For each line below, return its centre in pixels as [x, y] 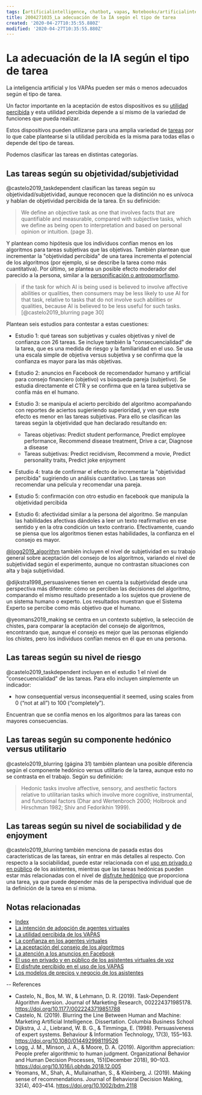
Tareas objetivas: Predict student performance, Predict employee [105, 434]
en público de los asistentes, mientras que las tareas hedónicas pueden [95, 869]
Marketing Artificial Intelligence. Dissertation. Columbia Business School [104, 1022]
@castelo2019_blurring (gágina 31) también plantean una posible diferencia [99, 764]
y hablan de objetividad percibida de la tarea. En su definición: [83, 201]
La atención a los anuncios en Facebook [65, 954]
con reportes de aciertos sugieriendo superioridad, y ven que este [97, 410]
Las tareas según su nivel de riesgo [74, 658]
